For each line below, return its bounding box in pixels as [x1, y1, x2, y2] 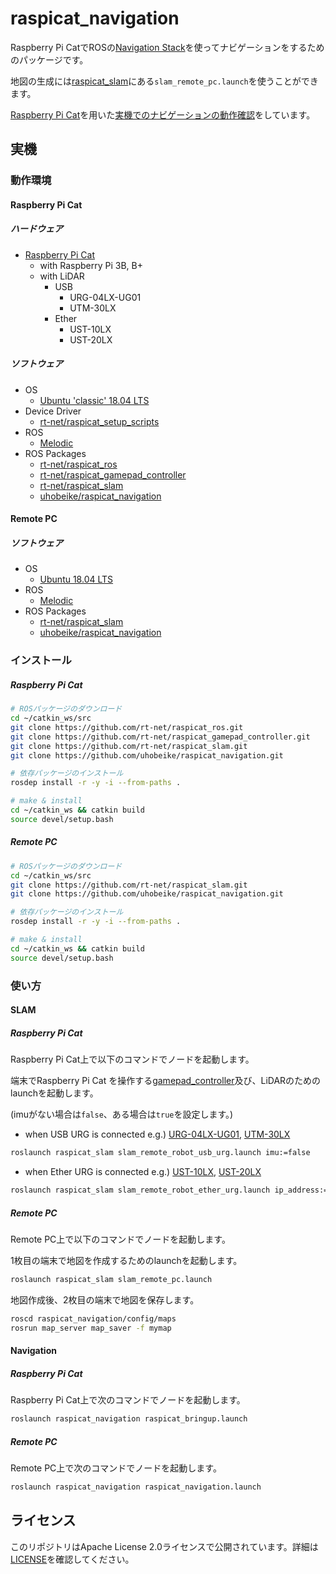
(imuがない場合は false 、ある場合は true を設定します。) [10, 1108, 234, 1121]
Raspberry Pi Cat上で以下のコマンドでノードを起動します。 [10, 1053, 255, 1066]
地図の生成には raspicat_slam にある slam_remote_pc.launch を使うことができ [10, 75, 319, 87]
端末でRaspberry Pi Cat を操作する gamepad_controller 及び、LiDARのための [10, 1075, 322, 1087]
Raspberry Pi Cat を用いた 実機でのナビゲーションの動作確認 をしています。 [10, 108, 316, 121]
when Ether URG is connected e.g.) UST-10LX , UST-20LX [24, 1166, 262, 1178]
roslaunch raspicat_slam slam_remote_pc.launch [10, 1274, 213, 1284]
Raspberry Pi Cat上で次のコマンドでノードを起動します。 [10, 1394, 246, 1406]
